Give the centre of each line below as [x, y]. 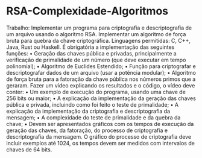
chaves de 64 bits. [29, 150]
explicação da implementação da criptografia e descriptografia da [88, 111]
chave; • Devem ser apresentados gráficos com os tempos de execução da [100, 124]
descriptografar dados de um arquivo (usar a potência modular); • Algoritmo [101, 72]
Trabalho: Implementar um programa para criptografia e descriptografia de [99, 28]
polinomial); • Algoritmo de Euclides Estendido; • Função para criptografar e [101, 66]
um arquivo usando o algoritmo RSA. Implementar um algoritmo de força [96, 34]
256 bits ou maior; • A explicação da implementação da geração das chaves [101, 98]
